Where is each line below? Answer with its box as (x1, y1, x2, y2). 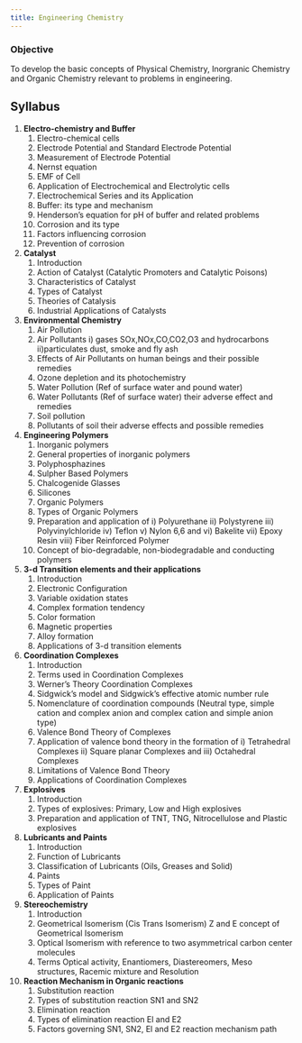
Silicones (36, 487, 71, 498)
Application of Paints (36, 889, 114, 900)
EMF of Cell (36, 170, 80, 181)
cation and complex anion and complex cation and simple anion (36, 707, 274, 718)
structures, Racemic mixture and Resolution (36, 965, 199, 976)
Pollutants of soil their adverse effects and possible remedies (36, 420, 264, 431)
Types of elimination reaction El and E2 (36, 1013, 182, 1024)
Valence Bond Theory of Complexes (36, 727, 171, 737)
